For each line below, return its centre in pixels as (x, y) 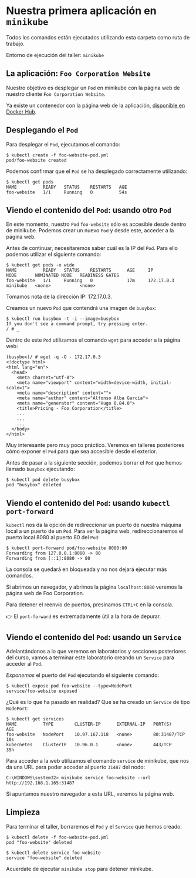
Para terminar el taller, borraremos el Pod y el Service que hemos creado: (94, 826)
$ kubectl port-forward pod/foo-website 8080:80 (67, 548)
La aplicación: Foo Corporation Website (78, 74)
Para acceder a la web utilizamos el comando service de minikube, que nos (98, 761)
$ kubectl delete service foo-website (53, 853)
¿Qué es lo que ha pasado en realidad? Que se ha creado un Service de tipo (98, 702)
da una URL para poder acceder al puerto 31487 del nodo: (76, 767)
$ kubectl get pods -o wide (40, 265)
